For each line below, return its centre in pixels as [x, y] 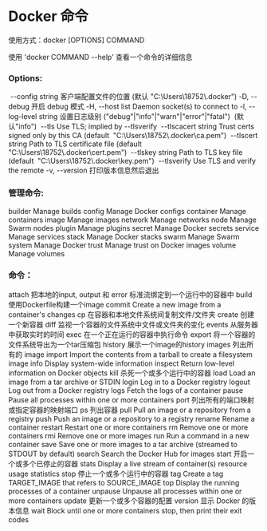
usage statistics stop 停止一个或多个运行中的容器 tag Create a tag [116, 474]
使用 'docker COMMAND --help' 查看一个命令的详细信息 [100, 57]
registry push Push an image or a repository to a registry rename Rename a [132, 418]
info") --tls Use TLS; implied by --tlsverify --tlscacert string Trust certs [137, 127]
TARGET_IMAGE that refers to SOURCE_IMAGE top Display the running [124, 482]
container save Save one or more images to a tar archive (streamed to [123, 444]
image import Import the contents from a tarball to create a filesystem [138, 354]
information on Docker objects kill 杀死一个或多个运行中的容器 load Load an [132, 373]
